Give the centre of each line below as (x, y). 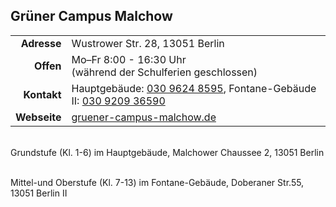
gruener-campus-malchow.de (144, 117)
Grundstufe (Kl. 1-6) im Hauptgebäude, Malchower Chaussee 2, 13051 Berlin (167, 152)
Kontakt (42, 94)
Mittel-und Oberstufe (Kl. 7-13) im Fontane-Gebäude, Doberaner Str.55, (157, 182)
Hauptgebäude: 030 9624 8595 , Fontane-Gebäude (194, 88)
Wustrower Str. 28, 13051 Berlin (148, 43)
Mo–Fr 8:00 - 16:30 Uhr (129, 59)
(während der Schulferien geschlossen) (164, 72)
